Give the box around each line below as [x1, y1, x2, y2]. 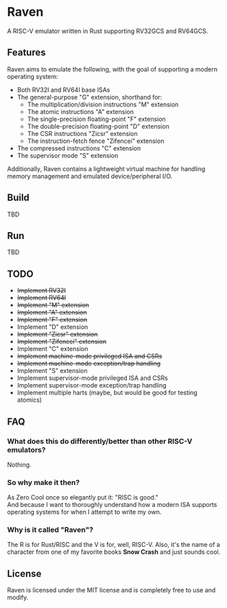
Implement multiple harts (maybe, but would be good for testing [16, 389, 198, 397]
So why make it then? [7, 477, 80, 487]
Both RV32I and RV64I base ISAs [16, 85, 110, 93]
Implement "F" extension [16, 315, 88, 324]
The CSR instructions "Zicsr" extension [27, 129, 139, 137]
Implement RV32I [16, 286, 67, 295]
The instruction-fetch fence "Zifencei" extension [27, 137, 165, 145]
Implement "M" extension [16, 301, 89, 309]
